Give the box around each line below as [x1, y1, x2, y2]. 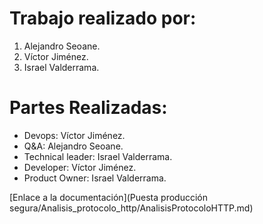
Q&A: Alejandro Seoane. [23, 140, 124, 152]
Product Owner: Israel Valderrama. [23, 172, 167, 184]
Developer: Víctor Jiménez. [23, 161, 137, 173]
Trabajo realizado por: [9, 7, 197, 30]
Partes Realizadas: [9, 97, 168, 119]
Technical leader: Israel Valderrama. [23, 150, 173, 162]
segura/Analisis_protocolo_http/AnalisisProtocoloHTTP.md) [9, 202, 254, 214]
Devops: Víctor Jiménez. [23, 129, 126, 141]
